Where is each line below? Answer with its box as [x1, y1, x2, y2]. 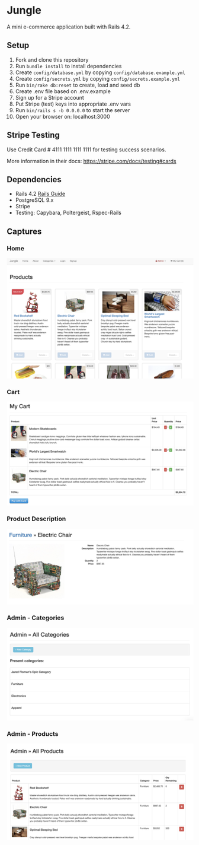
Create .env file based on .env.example [15, 87, 111, 95]
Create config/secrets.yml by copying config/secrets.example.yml [15, 75, 180, 82]
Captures [7, 226, 42, 236]
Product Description [7, 514, 66, 523]
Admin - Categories [7, 614, 65, 622]
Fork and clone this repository [15, 56, 89, 63]
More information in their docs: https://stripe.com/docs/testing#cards [7, 157, 176, 164]
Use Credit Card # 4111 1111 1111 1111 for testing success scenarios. [7, 146, 166, 153]
